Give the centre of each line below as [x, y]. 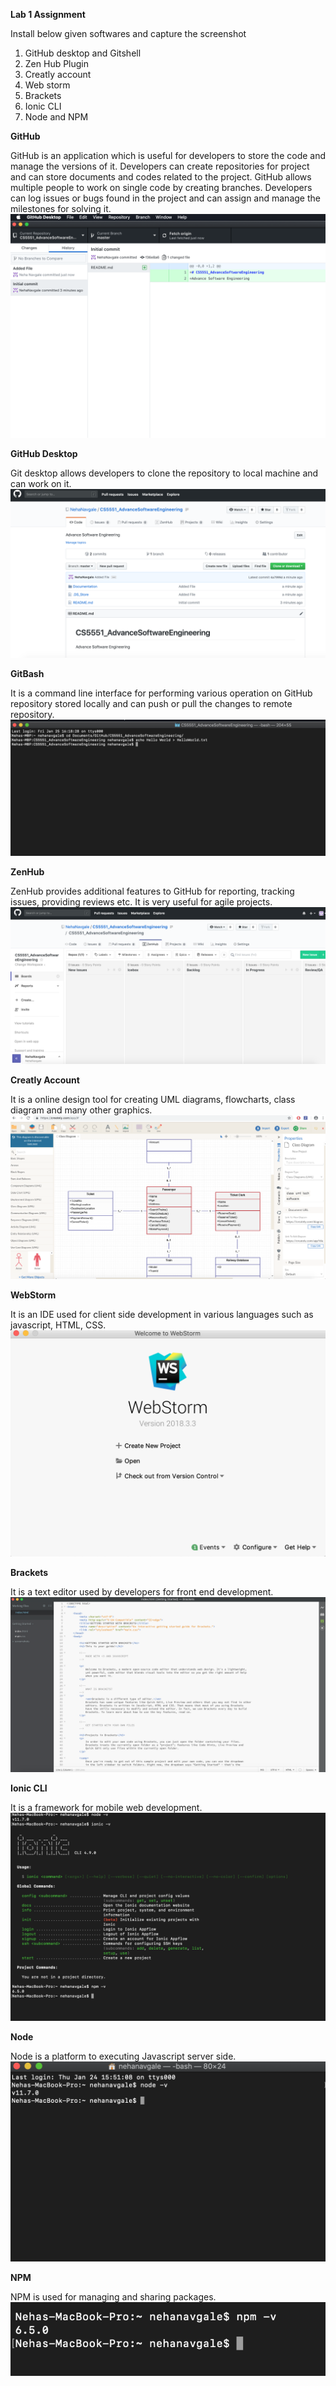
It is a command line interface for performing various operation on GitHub [161, 693]
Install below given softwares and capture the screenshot [128, 33]
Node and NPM [56, 117]
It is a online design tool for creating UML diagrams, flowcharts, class [153, 1099]
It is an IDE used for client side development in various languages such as [162, 1314]
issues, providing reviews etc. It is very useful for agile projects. [141, 901]
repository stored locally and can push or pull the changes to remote [151, 704]
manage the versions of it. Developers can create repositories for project [160, 166]
